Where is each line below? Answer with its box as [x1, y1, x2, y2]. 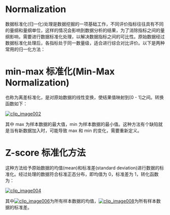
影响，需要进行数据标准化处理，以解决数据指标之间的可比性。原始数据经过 [9, 33, 165, 39]
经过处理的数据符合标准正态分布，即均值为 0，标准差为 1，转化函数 [18, 171, 159, 177]
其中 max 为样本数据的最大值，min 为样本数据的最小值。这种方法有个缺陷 [5, 121, 158, 127]
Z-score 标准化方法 [5, 147, 86, 159]
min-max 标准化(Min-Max [5, 66, 115, 77]
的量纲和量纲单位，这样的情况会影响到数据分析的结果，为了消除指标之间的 [5, 27, 160, 33]
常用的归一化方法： [5, 46, 46, 52]
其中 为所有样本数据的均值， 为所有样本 [5, 198, 157, 204]
